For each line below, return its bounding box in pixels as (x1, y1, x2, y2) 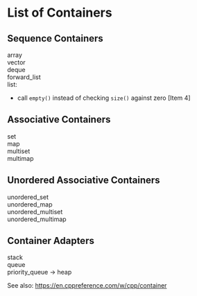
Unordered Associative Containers (7, 175, 161, 186)
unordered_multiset (7, 207, 63, 216)
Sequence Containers (7, 33, 104, 44)
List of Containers (7, 5, 112, 21)
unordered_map (7, 200, 53, 209)
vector (7, 58, 26, 67)
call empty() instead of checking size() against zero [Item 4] (17, 94, 191, 102)
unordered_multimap (7, 215, 67, 223)
